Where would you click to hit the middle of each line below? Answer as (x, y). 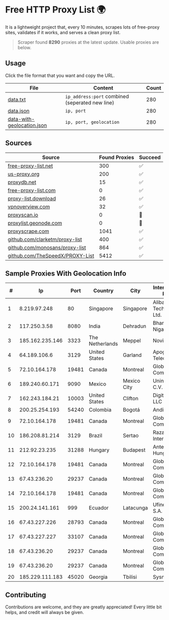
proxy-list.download (32, 198)
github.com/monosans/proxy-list (47, 247)
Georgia (98, 577)
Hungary (99, 450)
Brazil (96, 435)
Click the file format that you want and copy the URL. (60, 75)
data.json (19, 111)
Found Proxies (116, 157)
